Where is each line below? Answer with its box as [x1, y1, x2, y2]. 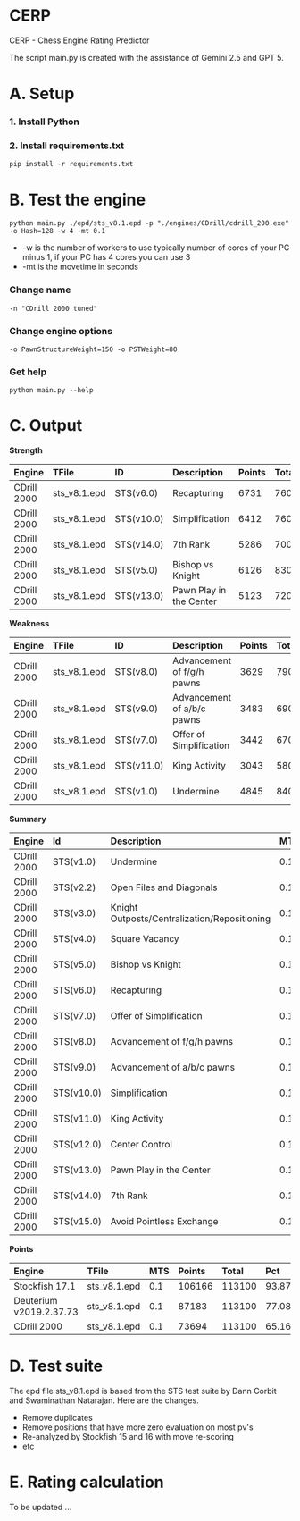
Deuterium [13, 1295, 58, 1307]
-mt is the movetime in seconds [21, 261, 138, 273]
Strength [9, 445, 43, 456]
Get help [9, 366, 47, 378]
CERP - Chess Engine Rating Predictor [9, 35, 150, 46]
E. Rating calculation [9, 1472, 165, 1492]
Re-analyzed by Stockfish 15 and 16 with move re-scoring [21, 1432, 235, 1442]
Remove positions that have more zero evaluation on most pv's [21, 1422, 254, 1433]
